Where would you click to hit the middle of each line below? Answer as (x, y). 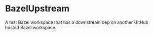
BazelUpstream (38, 9)
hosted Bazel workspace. (31, 27)
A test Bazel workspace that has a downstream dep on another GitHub (77, 22)
